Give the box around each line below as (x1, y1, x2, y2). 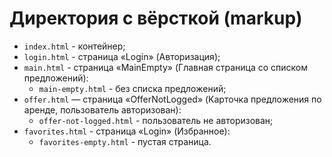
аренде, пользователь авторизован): (23, 103, 182, 116)
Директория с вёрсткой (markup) (9, 7, 303, 30)
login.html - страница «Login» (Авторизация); (23, 50, 221, 62)
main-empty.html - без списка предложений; (38, 82, 227, 94)
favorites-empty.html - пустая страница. (38, 135, 212, 147)
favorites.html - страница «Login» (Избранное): (23, 125, 231, 137)
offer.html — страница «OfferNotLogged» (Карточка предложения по (23, 93, 322, 105)
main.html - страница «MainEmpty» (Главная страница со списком (23, 61, 309, 73)
